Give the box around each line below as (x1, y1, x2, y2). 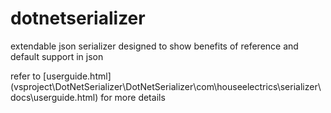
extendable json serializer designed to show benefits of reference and (10, 40, 299, 52)
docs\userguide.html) (10, 91, 99, 103)
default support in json (10, 50, 104, 62)
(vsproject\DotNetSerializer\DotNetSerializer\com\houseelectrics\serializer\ (10, 80, 322, 92)
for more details (100, 91, 166, 103)
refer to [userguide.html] (10, 70, 112, 82)
